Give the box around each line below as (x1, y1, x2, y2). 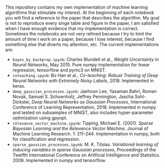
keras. (12, 83, 25, 89)
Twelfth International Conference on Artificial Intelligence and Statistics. (12, 152, 160, 158)
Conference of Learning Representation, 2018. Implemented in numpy (12, 104, 156, 110)
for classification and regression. (12, 136, 80, 142)
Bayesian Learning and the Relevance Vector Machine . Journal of (12, 125, 148, 131)
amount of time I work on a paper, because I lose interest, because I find (5, 36, 154, 42)
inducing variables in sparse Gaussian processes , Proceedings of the (12, 147, 156, 152)
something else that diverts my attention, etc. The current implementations (5, 41, 159, 47)
